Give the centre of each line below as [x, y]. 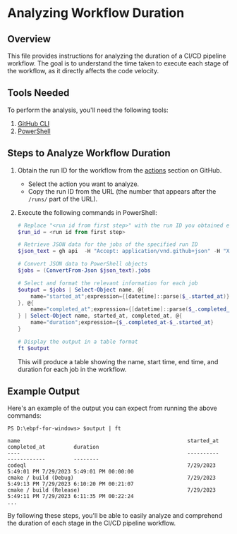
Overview [29, 39]
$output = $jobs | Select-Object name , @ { [81, 290]
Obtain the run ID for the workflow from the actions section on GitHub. [120, 170]
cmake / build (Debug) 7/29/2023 [112, 478]
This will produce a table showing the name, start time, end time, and [118, 361]
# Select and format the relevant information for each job [108, 283]
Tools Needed [38, 93]
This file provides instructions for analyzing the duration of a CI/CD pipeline [117, 56]
